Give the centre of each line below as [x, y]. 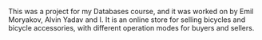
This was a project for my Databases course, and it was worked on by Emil [131, 11]
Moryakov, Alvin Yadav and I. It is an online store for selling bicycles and [127, 20]
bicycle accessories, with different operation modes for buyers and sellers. [131, 28]
